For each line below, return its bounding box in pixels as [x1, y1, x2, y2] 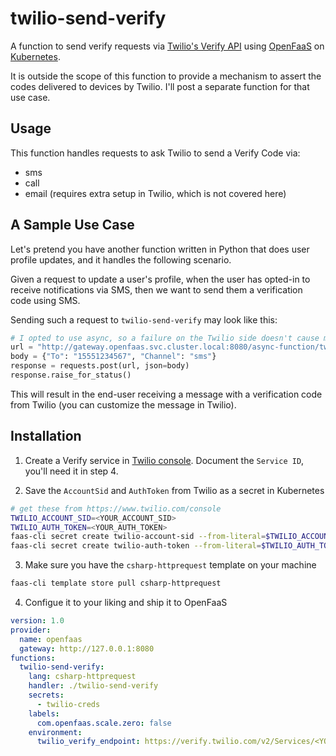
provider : [10, 625, 52, 635]
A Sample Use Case [10, 217, 135, 234]
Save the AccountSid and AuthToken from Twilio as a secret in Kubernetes [24, 484, 325, 496]
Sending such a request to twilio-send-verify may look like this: [10, 313, 278, 326]
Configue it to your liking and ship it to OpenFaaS [24, 597, 228, 608]
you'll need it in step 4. [24, 465, 119, 477]
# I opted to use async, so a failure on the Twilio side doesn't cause [10, 333, 320, 343]
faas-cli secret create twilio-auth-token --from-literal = [10, 541, 262, 551]
